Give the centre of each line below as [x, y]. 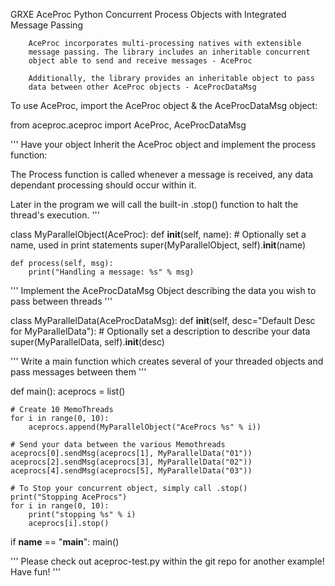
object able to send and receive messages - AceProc [140, 61]
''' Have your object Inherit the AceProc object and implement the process [163, 144]
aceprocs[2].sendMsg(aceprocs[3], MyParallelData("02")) [131, 462]
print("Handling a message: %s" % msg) [111, 272]
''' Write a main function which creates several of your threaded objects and [167, 361]
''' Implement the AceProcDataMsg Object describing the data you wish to [163, 290]
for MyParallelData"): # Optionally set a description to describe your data [160, 331]
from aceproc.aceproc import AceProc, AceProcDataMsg [128, 125]
